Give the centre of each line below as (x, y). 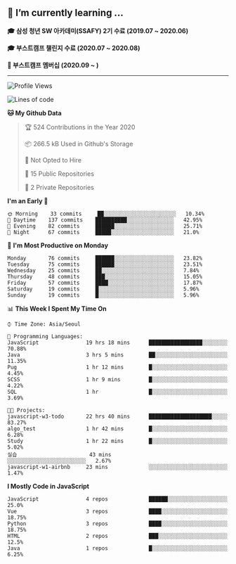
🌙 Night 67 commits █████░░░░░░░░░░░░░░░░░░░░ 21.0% (103, 232)
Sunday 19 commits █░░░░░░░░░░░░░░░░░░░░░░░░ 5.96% (103, 295)
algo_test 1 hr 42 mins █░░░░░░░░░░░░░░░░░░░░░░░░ (118, 429)
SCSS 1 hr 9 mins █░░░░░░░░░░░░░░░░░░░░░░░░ (118, 379)
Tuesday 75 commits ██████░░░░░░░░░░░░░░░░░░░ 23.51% (105, 264)
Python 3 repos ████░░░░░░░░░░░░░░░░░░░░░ (118, 524)
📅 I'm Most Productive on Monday (58, 245)
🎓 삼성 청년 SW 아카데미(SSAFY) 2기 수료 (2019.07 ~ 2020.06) (98, 31)
